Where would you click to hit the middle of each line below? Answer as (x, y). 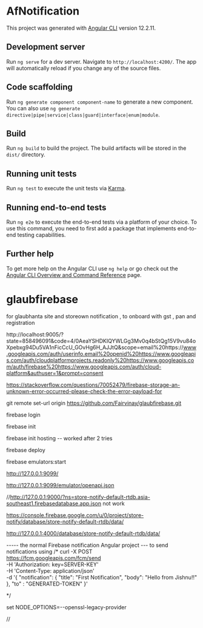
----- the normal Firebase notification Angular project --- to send (87, 545)
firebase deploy (26, 450)
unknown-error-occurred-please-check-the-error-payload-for (84, 391)
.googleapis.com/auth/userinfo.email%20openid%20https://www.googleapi (101, 353)
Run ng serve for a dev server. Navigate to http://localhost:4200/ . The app (101, 61)
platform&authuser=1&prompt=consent (55, 373)
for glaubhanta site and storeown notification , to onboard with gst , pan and (101, 316)
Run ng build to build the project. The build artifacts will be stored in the (96, 148)
